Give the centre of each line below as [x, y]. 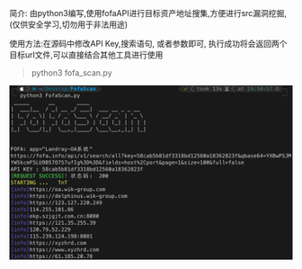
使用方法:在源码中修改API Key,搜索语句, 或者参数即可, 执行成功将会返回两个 [148, 44]
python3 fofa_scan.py [71, 73]
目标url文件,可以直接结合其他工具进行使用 [86, 55]
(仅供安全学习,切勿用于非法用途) [69, 24]
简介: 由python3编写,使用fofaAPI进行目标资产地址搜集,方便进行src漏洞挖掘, [148, 13]
